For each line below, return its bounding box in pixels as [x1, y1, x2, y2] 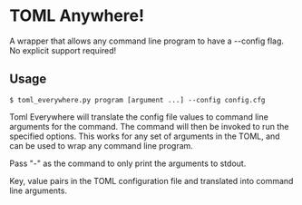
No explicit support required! [9, 44, 117, 55]
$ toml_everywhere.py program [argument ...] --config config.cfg [9, 95, 266, 104]
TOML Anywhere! [9, 5, 145, 26]
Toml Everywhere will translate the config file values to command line [9, 111, 269, 122]
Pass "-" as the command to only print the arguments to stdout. [9, 158, 247, 169]
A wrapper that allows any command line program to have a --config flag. [9, 35, 284, 46]
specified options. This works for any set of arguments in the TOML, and [9, 131, 280, 142]
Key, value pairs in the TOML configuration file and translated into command [9, 175, 294, 186]
